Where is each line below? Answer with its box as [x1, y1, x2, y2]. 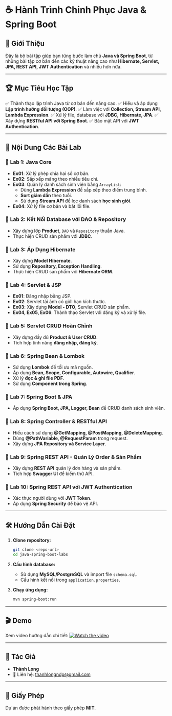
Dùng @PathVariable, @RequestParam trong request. [12, 435, 128, 441]
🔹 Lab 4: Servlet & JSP [5, 282, 61, 289]
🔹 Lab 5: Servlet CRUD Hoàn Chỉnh [5, 322, 93, 329]
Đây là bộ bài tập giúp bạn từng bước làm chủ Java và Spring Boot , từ [5, 53, 153, 59]
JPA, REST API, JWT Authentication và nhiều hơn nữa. [5, 64, 122, 69]
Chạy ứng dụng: [12, 586, 48, 592]
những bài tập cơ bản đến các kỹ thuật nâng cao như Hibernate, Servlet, [5, 58, 160, 64]
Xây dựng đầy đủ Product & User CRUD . [12, 334, 98, 340]
